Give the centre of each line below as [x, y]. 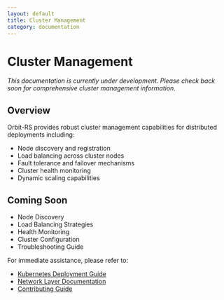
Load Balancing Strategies [55, 224]
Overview [29, 110]
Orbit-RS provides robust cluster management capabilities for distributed [112, 128]
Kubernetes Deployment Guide [62, 273]
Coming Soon [37, 200]
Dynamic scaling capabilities [58, 178]
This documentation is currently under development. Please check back [111, 81]
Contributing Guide [45, 289]
